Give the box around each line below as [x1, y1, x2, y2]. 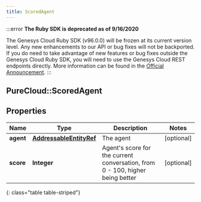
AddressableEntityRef [32, 134, 97, 142]
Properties [6, 106, 47, 117]
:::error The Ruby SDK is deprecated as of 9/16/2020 [6, 25, 139, 32]
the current [102, 151, 133, 159]
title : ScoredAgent [6, 8, 55, 15]
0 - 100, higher [102, 166, 147, 174]
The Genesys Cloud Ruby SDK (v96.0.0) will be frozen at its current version [6, 36, 192, 44]
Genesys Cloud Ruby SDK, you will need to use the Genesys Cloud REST [6, 56, 185, 63]
